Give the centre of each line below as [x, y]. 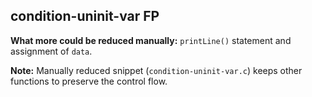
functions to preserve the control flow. [89, 81]
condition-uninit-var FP [85, 16]
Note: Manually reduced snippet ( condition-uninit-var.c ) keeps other [156, 70]
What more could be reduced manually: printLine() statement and [151, 40]
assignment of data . [51, 51]
